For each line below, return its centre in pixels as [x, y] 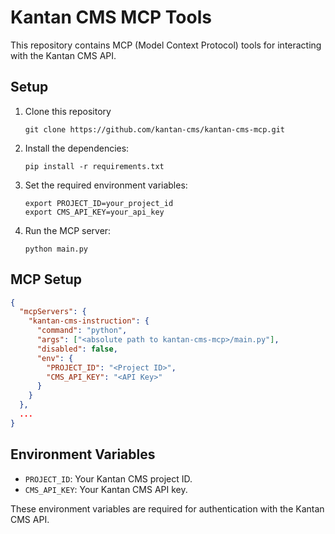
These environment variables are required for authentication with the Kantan [167, 508]
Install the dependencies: [77, 148]
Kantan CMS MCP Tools [111, 17]
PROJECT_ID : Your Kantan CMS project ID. [108, 478]
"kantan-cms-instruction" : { [89, 321]
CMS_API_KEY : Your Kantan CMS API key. [106, 489]
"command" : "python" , [82, 331]
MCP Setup [46, 279]
